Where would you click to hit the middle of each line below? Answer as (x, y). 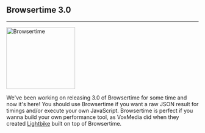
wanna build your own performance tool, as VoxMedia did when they (93, 117)
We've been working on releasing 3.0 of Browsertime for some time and (97, 98)
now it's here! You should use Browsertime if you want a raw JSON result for (103, 104)
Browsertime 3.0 (39, 10)
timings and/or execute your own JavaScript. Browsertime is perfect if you (100, 110)
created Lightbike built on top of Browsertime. (64, 123)
